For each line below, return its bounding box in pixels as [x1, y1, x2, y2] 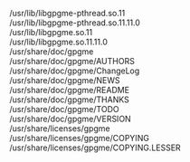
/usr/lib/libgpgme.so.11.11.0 [9, 36, 109, 47]
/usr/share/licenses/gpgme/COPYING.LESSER [9, 142, 181, 153]
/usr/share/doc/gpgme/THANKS [9, 94, 129, 105]
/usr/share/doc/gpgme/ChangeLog [9, 65, 140, 76]
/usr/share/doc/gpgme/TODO [9, 104, 119, 114]
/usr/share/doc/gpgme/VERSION [9, 113, 131, 124]
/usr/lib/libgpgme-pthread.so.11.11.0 [9, 17, 140, 28]
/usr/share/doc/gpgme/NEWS [9, 75, 120, 85]
